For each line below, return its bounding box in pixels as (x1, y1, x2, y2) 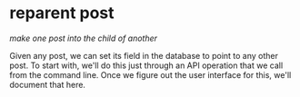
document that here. (9, 79, 86, 90)
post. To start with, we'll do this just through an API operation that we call (9, 60, 284, 71)
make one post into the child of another (9, 33, 157, 44)
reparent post (9, 3, 115, 24)
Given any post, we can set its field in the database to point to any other (9, 50, 279, 61)
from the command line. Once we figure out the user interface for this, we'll (9, 69, 292, 80)
